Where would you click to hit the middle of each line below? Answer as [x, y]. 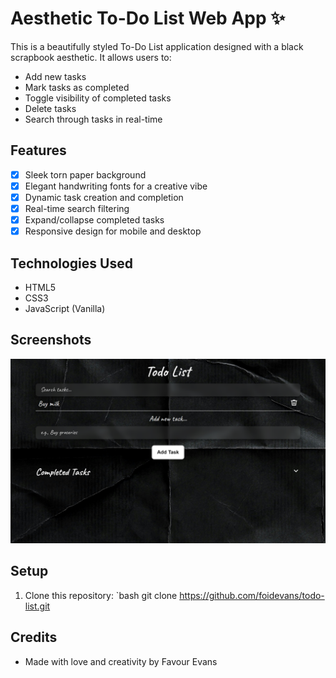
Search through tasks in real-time [93, 119]
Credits [34, 637]
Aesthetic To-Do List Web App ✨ [148, 18]
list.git [37, 606]
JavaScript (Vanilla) [65, 308]
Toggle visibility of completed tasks [98, 98]
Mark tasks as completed [77, 87]
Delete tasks [50, 108]
